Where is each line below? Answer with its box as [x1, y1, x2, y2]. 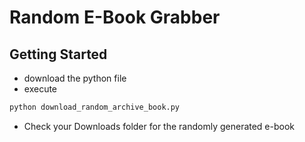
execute [23, 83, 58, 95]
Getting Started [9, 46, 108, 63]
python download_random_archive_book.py [9, 102, 181, 112]
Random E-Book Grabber [9, 6, 221, 29]
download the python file [23, 72, 127, 84]
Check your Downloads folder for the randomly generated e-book [23, 120, 296, 132]
